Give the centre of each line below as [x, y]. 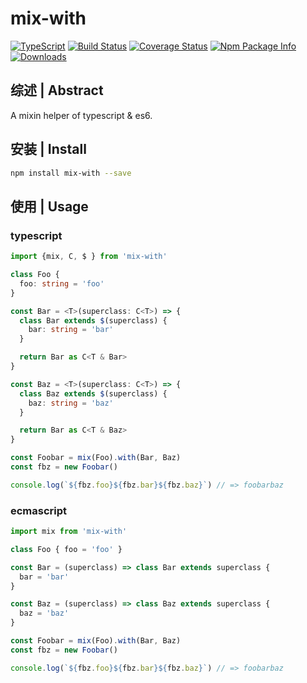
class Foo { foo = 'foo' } [66, 549]
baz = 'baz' [44, 613]
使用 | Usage [49, 206]
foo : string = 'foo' [62, 283]
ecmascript [39, 510]
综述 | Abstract [57, 90]
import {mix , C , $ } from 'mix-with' [89, 257]
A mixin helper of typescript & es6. [81, 115]
